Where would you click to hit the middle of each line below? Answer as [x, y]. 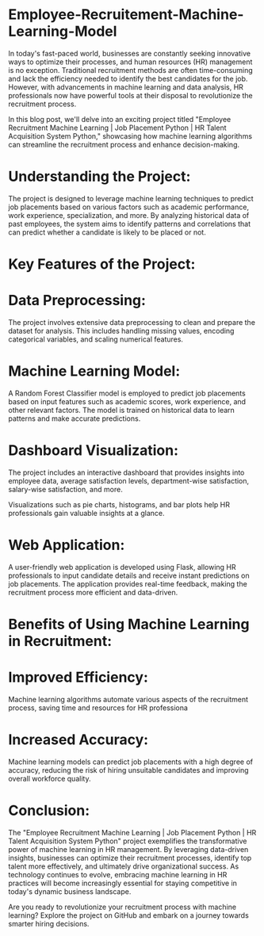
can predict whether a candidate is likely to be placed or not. [107, 232]
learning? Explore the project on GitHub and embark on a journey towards [129, 915]
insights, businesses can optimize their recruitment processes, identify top [130, 858]
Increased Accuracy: [78, 740]
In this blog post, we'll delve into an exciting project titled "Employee [120, 119]
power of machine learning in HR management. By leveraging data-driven [128, 849]
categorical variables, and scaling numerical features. [96, 339]
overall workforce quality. [50, 778]
